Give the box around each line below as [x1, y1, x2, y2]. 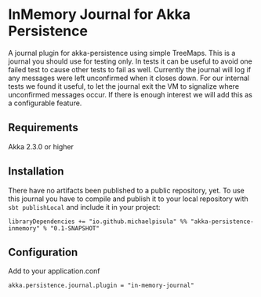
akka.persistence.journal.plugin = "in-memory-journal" [8, 281, 194, 290]
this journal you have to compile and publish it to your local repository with [8, 194, 248, 203]
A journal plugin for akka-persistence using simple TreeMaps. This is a [8, 48, 236, 57]
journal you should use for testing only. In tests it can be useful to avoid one [8, 57, 252, 66]
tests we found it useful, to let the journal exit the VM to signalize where [8, 81, 240, 91]
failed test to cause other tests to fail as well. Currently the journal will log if [8, 64, 252, 74]
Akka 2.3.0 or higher [8, 141, 74, 151]
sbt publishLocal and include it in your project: [8, 202, 161, 211]
